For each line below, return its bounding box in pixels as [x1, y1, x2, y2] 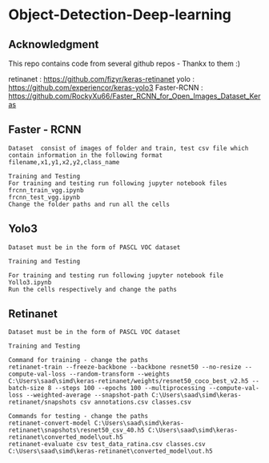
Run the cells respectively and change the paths [8, 285, 178, 293]
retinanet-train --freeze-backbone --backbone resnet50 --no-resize [8, 363, 242, 372]
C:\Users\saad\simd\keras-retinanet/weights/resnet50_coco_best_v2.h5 [8, 377, 249, 385]
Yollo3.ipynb [8, 278, 52, 286]
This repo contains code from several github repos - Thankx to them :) [8, 58, 241, 68]
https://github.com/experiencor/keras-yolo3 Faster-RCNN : [8, 83, 203, 92]
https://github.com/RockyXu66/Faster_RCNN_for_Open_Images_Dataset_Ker [8, 91, 262, 101]
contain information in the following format [8, 151, 163, 159]
